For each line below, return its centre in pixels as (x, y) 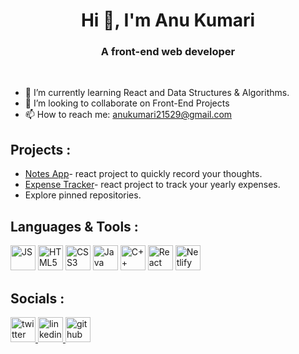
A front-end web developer (168, 52)
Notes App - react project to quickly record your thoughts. (143, 174)
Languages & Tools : (74, 226)
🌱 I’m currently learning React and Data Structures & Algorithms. (157, 93)
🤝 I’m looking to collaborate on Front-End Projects (127, 103)
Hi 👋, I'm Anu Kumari (168, 20)
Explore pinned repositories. (83, 195)
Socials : (37, 298)
